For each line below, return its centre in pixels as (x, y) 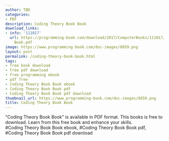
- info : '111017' (23, 33)
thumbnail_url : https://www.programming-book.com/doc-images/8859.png (81, 98)
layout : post (19, 51)
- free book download (28, 65)
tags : (11, 61)
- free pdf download (27, 70)
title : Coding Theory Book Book (39, 103)
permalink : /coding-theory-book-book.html (50, 56)
